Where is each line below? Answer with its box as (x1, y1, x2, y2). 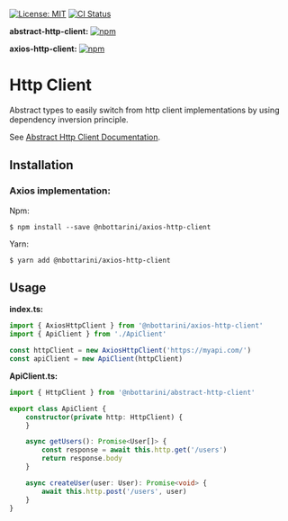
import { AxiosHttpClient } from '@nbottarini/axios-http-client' (9, 321, 264, 330)
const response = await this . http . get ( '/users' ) (41, 445, 228, 454)
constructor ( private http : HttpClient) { (25, 412, 183, 422)
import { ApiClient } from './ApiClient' (9, 329, 167, 339)
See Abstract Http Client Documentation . (9, 131, 161, 142)
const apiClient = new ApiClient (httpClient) (9, 355, 183, 364)
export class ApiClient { (9, 404, 106, 413)
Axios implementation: (9, 184, 111, 197)
